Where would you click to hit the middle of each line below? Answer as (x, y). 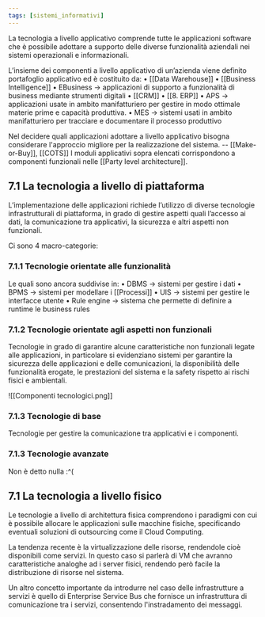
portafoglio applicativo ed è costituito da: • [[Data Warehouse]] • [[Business (132, 78)
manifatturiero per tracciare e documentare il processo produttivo (115, 120)
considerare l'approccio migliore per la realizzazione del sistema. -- (118, 144)
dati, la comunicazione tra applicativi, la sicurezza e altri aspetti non (119, 222)
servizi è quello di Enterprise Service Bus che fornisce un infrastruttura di (128, 596)
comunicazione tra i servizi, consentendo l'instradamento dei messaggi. (125, 605)
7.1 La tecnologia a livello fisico (85, 496)
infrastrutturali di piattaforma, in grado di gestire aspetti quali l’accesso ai (127, 214)
